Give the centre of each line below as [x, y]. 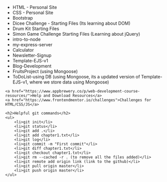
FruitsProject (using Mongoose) [45, 71]
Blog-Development [32, 66]
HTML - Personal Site [35, 7]
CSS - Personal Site [33, 13]
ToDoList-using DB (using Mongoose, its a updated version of [76, 77]
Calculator [23, 50]
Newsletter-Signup [32, 55]
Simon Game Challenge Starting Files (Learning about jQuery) [76, 34]
